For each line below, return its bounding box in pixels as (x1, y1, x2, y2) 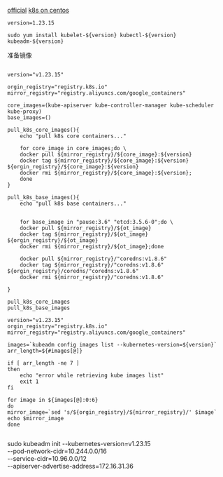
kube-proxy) (7, 108, 42, 115)
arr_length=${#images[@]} (7, 347, 82, 354)
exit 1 (20, 378, 39, 385)
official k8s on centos (7, 6, 70, 14)
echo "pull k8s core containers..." (20, 133, 127, 140)
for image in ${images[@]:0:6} (7, 396, 99, 403)
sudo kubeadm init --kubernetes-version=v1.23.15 (7, 440, 152, 448)
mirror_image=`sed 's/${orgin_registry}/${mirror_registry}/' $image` (7, 409, 217, 416)
